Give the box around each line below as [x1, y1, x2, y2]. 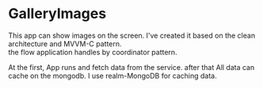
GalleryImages [8, 5, 107, 23]
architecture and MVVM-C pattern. [8, 38, 122, 48]
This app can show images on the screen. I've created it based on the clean [8, 31, 256, 40]
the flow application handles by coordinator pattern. [8, 47, 177, 57]
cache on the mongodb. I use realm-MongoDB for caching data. [8, 71, 218, 80]
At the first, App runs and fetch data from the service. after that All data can [8, 62, 255, 71]
